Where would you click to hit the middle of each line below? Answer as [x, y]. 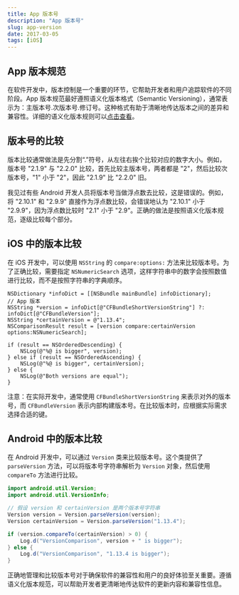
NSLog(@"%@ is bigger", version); [71, 351]
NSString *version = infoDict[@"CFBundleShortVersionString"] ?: [106, 307]
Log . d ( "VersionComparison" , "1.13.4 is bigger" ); [95, 554]
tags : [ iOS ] [25, 41]
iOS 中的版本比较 [44, 244]
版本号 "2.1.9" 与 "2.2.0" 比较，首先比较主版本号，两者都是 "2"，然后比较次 [117, 168]
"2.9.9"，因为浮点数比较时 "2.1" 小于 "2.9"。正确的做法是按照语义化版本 [113, 210]
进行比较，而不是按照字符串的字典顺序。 [67, 280]
